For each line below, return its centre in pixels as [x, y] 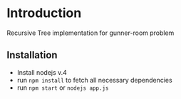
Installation [32, 55]
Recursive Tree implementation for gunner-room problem [90, 33]
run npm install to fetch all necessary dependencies [94, 80]
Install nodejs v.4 [42, 72]
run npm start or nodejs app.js [63, 88]
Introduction [44, 13]
